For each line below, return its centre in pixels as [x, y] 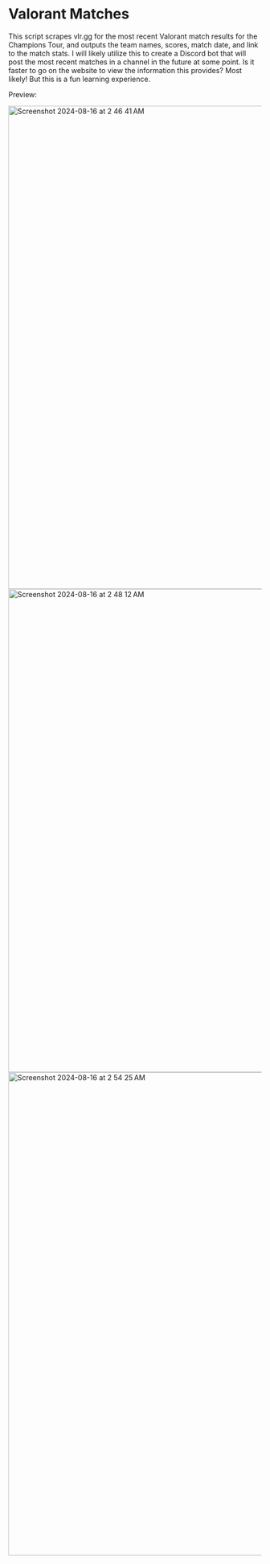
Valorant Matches [69, 14]
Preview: [23, 94]
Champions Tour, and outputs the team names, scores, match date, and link [133, 44]
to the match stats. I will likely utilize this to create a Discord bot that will [127, 53]
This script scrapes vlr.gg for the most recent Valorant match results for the [133, 36]
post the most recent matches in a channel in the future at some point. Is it [131, 62]
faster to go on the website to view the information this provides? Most [125, 70]
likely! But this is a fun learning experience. [80, 79]
